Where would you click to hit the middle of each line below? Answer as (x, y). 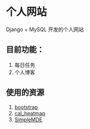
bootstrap (26, 107)
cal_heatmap (30, 113)
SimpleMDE (28, 119)
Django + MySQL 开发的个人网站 (45, 29)
